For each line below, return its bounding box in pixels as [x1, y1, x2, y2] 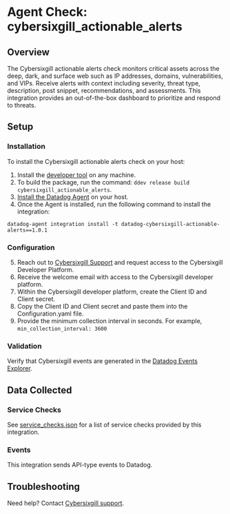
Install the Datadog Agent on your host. [17, 192, 129, 201]
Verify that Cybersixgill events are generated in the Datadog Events [7, 357, 198, 365]
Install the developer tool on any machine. [17, 170, 136, 179]
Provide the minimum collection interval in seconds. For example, [17, 316, 202, 325]
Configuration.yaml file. [17, 309, 84, 318]
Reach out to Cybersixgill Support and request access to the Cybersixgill [17, 258, 224, 266]
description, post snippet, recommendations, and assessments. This [7, 87, 201, 94]
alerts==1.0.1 [7, 227, 48, 234]
